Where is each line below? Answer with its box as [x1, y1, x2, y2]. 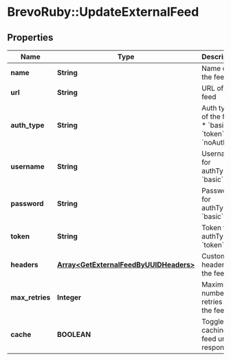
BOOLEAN [57, 330, 91, 339]
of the [201, 112, 221, 121]
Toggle [201, 317, 224, 326]
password [10, 199, 44, 208]
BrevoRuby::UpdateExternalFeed [7, 4, 199, 20]
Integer [57, 293, 82, 302]
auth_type [10, 121, 45, 130]
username [10, 162, 45, 171]
